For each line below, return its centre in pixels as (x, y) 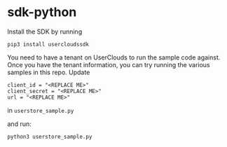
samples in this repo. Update (49, 72)
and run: (19, 124)
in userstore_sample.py (41, 110)
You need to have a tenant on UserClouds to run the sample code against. (114, 57)
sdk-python (42, 12)
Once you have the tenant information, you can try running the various (109, 64)
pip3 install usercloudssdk (48, 44)
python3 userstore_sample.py (50, 136)
